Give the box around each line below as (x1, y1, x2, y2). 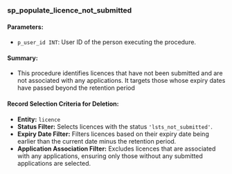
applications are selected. (17, 159, 91, 167)
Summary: (7, 54, 38, 62)
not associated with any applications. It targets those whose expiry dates (17, 77, 226, 85)
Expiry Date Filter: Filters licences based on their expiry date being (17, 130, 209, 138)
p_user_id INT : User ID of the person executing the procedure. (17, 38, 196, 46)
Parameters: (7, 23, 44, 31)
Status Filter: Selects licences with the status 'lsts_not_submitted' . (17, 122, 213, 130)
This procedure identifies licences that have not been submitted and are (17, 69, 223, 77)
